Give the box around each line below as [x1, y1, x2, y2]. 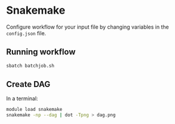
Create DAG [6, 79, 51, 89]
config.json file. [6, 29, 46, 36]
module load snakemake [6, 107, 62, 113]
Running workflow [6, 47, 76, 57]
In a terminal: [6, 95, 39, 102]
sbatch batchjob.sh [6, 63, 55, 69]
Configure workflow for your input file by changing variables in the [6, 23, 169, 30]
